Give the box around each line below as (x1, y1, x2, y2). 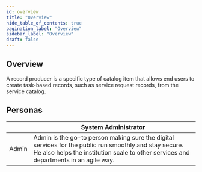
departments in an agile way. (33, 156, 115, 164)
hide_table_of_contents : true (6, 20, 82, 26)
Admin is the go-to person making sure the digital (33, 133, 174, 141)
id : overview (6, 8, 39, 15)
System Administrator (81, 123, 145, 131)
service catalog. (6, 88, 46, 95)
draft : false (6, 37, 39, 43)
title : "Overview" (6, 14, 52, 20)
